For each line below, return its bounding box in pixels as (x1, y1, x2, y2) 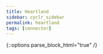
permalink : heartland (6, 20, 60, 26)
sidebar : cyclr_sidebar (6, 14, 65, 20)
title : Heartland (6, 8, 49, 15)
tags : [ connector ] (6, 25, 51, 31)
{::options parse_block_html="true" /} (6, 42, 98, 49)
